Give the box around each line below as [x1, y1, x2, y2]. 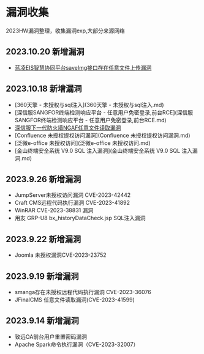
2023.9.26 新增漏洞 [6, 174, 81, 184]
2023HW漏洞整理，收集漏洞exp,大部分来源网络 [6, 27, 125, 34]
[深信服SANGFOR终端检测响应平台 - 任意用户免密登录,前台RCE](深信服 [14, 108, 194, 116]
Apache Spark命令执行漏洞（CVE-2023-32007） [14, 341, 139, 348]
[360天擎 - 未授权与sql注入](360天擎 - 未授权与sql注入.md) [14, 101, 164, 108]
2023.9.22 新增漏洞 [6, 234, 81, 245]
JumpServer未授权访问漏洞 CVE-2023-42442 [14, 191, 131, 199]
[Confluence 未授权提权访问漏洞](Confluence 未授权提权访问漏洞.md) [14, 131, 191, 139]
